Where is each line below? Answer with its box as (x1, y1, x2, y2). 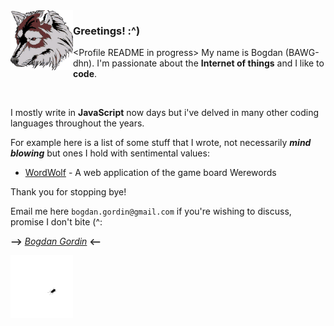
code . (73, 68, 98, 80)
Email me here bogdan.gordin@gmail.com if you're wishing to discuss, (10, 205, 292, 218)
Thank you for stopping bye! (10, 186, 127, 198)
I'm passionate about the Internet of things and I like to (96, 57, 325, 69)
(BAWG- (284, 47, 320, 59)
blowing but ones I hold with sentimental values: (10, 147, 210, 159)
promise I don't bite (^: (10, 216, 103, 228)
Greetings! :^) (73, 24, 141, 38)
